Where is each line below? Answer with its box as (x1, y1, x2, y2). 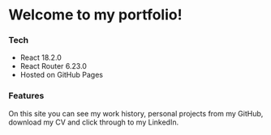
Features (8, 91, 45, 102)
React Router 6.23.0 (19, 61, 88, 71)
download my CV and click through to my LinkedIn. (8, 117, 179, 127)
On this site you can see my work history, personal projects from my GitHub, (8, 108, 264, 118)
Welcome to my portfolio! (8, 6, 183, 24)
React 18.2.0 (19, 53, 62, 62)
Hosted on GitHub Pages (19, 70, 104, 80)
